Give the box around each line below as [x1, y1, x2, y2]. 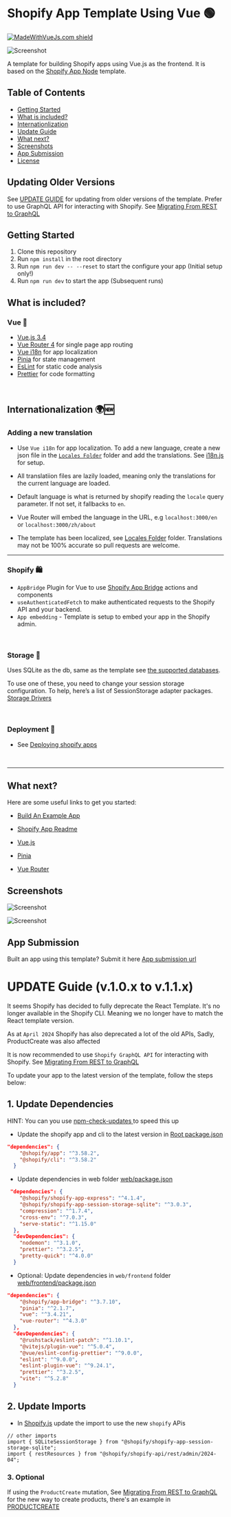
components [16, 590, 53, 599]
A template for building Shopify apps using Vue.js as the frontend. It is [7, 59, 206, 68]
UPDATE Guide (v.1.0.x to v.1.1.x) [7, 979, 194, 995]
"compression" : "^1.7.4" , [19, 1207, 94, 1215]
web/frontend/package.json [16, 1279, 96, 1287]
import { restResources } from [7, 1450, 97, 1457]
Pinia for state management [16, 355, 96, 364]
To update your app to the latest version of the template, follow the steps [7, 1071, 213, 1080]
